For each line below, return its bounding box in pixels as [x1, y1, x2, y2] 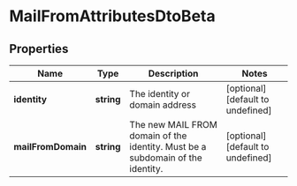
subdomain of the [129, 152, 203, 164]
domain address [129, 99, 197, 111]
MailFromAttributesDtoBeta [9, 6, 216, 26]
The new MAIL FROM [129, 119, 218, 130]
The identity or [129, 88, 190, 100]
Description [148, 68, 199, 79]
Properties [9, 41, 69, 56]
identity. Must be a [129, 141, 207, 153]
